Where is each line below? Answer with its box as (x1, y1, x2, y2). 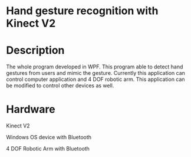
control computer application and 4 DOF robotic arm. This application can (6, 76, 185, 83)
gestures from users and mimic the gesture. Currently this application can (6, 70, 186, 77)
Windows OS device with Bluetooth (6, 134, 92, 141)
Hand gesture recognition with (6, 4, 159, 18)
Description (6, 44, 65, 57)
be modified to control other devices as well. (6, 82, 114, 89)
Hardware (6, 103, 55, 116)
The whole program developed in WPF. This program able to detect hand (6, 63, 183, 70)
